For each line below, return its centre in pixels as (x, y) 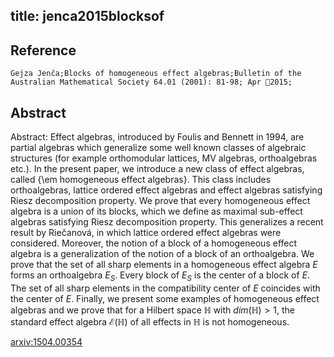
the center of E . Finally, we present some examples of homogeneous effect (165, 298)
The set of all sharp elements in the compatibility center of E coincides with (165, 288)
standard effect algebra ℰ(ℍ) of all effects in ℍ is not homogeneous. (150, 321)
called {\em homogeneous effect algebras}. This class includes (141, 180)
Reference (43, 50)
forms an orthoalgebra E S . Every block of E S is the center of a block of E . (160, 276)
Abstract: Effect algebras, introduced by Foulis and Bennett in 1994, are (157, 137)
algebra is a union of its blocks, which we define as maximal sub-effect (156, 211)
